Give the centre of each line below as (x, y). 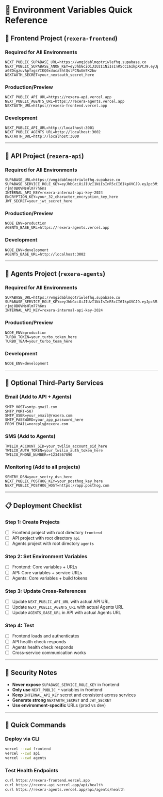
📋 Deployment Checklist (43, 506)
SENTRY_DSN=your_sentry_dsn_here (39, 477)
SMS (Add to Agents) (30, 436)
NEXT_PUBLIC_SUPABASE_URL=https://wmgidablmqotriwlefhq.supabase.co (76, 62)
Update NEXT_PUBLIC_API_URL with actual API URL (61, 601)
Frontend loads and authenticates (46, 636)
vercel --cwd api (23, 754)
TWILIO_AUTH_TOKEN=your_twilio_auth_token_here (54, 451)
